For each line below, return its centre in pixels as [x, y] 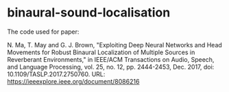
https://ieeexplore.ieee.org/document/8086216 [73, 81]
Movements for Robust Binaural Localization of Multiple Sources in [101, 52]
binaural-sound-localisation [89, 13]
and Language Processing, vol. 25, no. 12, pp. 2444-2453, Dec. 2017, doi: [111, 67]
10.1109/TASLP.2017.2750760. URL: [56, 74]
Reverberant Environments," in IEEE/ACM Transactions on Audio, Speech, [111, 59]
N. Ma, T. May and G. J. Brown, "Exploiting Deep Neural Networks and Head [115, 45]
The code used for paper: [43, 32]
